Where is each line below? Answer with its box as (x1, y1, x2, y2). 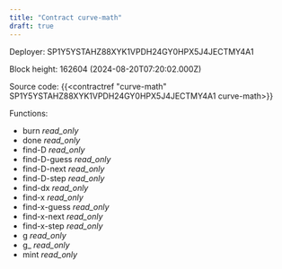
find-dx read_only (22, 182, 89, 193)
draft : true (9, 22, 54, 30)
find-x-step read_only (22, 221, 103, 231)
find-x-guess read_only (22, 201, 110, 212)
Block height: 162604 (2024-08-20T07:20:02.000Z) (9, 64, 202, 74)
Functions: (9, 108, 48, 118)
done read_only (22, 134, 81, 145)
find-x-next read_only (22, 211, 103, 221)
